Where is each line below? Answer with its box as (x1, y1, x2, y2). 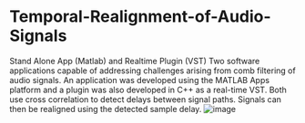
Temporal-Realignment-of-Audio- (9, 6, 271, 27)
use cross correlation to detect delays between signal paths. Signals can (9, 93, 282, 105)
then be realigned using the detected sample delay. (9, 103, 202, 114)
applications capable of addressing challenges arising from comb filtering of (9, 65, 296, 76)
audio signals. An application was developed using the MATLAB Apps (9, 74, 270, 85)
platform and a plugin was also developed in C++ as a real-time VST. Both (9, 84, 287, 95)
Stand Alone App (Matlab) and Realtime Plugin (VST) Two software (9, 55, 260, 66)
